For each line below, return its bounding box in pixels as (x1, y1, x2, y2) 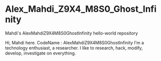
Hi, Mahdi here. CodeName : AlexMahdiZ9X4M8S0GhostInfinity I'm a (5, 39, 144, 45)
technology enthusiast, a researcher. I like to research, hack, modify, (5, 45, 143, 51)
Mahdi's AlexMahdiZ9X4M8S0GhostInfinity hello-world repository (5, 30, 138, 36)
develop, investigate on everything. (5, 50, 76, 56)
